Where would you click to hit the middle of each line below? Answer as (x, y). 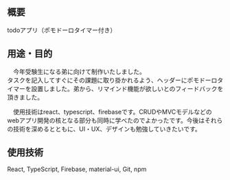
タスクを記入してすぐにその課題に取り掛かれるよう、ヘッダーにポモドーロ (112, 80)
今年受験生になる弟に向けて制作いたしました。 (78, 71)
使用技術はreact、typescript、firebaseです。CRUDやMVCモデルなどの (112, 112)
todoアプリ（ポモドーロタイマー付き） (62, 30)
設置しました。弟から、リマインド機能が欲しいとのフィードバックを (127, 88)
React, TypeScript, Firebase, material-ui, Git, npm (77, 169)
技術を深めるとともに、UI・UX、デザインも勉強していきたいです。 (107, 129)
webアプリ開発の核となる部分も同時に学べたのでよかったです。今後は (106, 120)
